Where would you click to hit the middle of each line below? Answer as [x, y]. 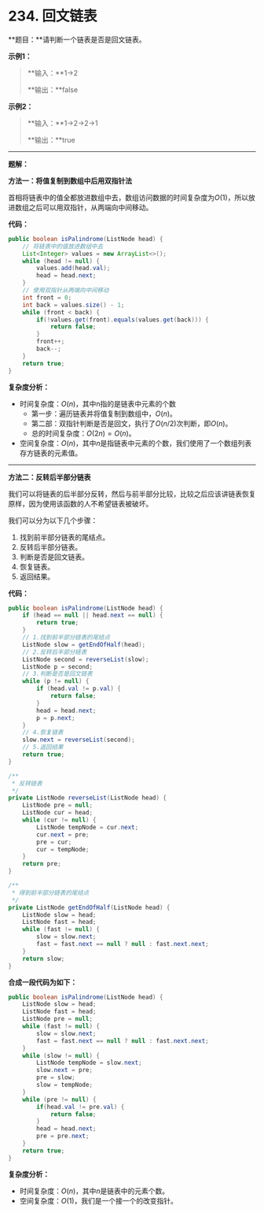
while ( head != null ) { [61, 261]
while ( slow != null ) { [61, 1055]
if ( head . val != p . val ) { [79, 689]
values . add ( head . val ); [73, 269]
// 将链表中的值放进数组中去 [63, 246]
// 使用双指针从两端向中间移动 [66, 291]
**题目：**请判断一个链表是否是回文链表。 [77, 39]
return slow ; [44, 959]
